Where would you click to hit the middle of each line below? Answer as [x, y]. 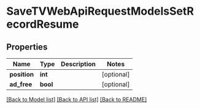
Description [79, 64]
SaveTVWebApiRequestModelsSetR [100, 11]
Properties [27, 47]
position [22, 74]
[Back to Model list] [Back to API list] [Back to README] [77, 100]
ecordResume [43, 24]
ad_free [21, 84]
